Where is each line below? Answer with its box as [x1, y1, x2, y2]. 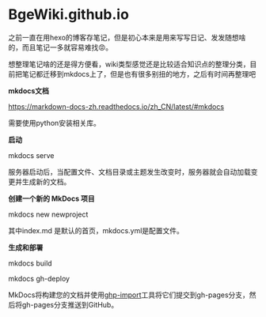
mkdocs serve [8, 150, 55, 160]
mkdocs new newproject [8, 209, 89, 219]
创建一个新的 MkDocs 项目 [8, 194, 95, 203]
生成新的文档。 [21, 176, 71, 187]
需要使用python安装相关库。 [8, 118, 101, 127]
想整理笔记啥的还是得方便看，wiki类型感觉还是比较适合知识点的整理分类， [8, 59, 250, 69]
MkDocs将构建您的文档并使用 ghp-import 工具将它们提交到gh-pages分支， [8, 290, 249, 300]
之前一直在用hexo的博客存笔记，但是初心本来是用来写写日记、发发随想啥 [8, 32, 246, 42]
